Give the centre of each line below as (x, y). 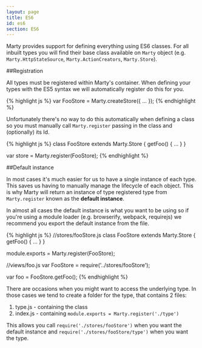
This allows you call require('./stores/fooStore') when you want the (94, 325)
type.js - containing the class (51, 307)
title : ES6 (20, 18)
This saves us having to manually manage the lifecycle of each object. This (100, 186)
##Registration (25, 71)
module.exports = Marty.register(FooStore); (61, 254)
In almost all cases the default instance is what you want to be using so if (98, 211)
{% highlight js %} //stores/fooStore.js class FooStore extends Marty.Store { (101, 235)
